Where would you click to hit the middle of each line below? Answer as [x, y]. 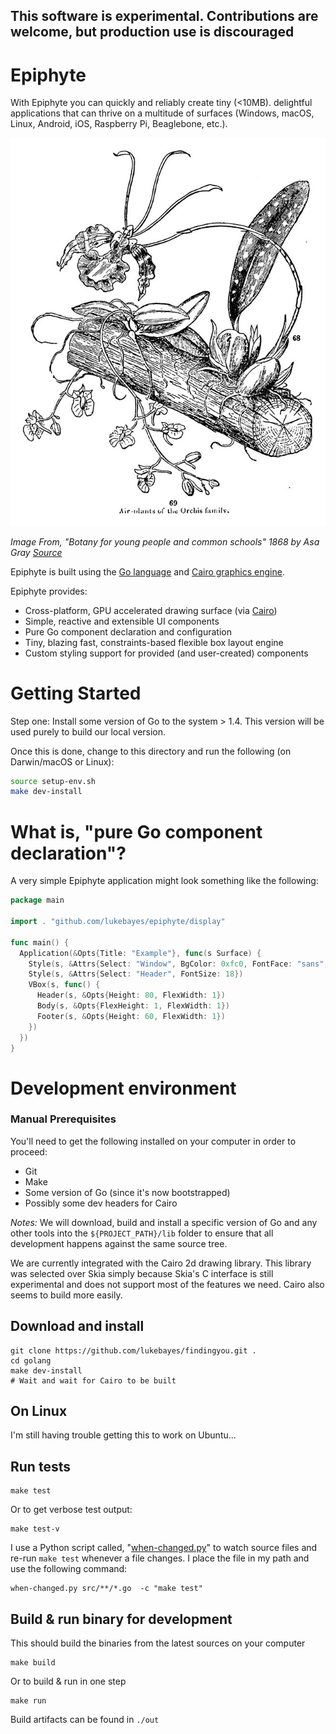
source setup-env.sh [53, 781]
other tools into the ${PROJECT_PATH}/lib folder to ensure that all [142, 1233]
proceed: [29, 1151]
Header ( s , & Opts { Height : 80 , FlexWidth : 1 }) [131, 995]
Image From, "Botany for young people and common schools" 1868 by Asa [165, 541]
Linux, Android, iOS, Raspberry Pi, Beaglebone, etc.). [119, 124]
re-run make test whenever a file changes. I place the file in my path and [160, 1558]
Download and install [77, 1326]
